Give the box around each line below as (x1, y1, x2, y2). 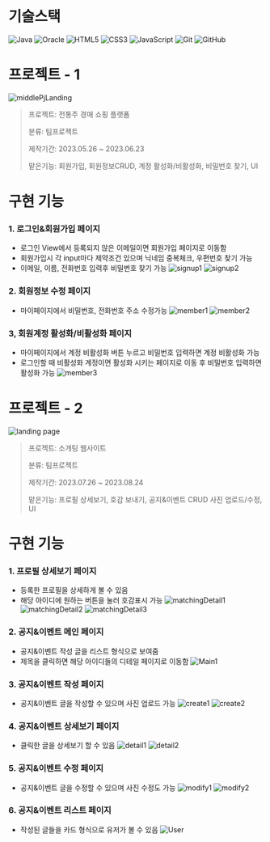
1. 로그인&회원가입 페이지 (8, 223, 101, 235)
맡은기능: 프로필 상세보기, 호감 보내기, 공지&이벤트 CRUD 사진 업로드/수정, (27, 494, 263, 504)
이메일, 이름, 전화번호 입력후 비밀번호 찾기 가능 (19, 264, 167, 273)
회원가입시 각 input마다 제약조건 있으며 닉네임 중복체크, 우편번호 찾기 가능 (19, 253, 253, 263)
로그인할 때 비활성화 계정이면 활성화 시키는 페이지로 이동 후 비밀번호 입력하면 (19, 358, 263, 367)
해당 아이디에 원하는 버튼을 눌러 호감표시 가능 (19, 595, 163, 605)
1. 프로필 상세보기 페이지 (8, 565, 97, 577)
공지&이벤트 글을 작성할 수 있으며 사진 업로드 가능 (19, 698, 176, 708)
